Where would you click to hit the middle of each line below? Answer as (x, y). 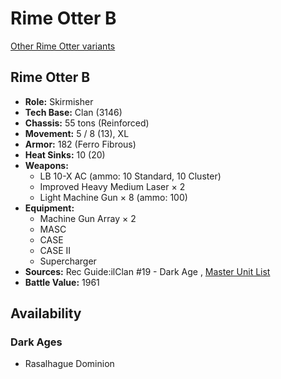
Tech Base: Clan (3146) (73, 112)
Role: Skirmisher (59, 101)
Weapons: (46, 165)
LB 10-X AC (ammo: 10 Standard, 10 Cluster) (130, 176)
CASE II (55, 250)
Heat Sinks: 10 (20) (65, 154)
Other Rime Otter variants (63, 46)
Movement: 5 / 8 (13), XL (77, 133)
